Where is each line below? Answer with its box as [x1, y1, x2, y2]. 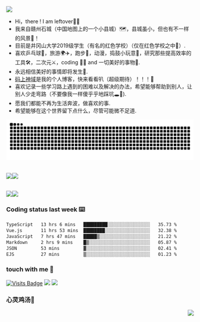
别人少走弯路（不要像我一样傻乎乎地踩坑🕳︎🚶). [14, 90, 127, 98]
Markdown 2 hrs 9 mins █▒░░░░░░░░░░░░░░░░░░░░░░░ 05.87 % [6, 240, 177, 246]
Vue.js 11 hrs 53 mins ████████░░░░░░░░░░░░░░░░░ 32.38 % [6, 228, 177, 234]
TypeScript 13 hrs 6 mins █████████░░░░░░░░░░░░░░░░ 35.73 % [6, 222, 177, 228]
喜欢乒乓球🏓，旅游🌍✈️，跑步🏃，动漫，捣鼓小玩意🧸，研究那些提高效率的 [14, 49, 192, 57]
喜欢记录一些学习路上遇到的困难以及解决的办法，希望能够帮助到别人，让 [14, 83, 192, 90]
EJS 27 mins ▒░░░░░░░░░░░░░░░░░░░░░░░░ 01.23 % [6, 252, 177, 258]
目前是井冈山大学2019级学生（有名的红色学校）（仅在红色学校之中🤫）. [14, 42, 186, 49]
